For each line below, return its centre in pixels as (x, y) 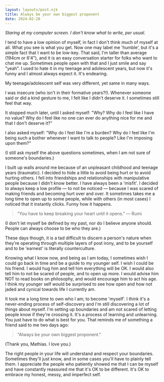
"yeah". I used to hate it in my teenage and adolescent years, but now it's (79, 68)
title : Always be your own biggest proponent (52, 14)
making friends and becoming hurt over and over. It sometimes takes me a (80, 194)
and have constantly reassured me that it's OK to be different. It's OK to (77, 369)
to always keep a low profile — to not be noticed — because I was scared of (82, 189)
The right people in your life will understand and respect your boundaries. (79, 354)
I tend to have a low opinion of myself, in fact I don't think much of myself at (82, 42)
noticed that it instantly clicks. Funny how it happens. (59, 204)
